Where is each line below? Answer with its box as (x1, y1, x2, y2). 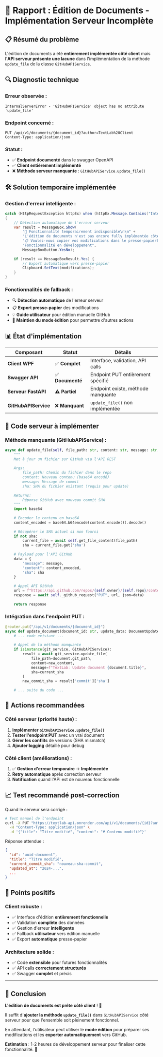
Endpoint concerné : (5, 119, 54, 126)
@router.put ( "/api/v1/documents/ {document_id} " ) (5, 624, 105, 629)
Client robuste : (5, 903, 42, 910)
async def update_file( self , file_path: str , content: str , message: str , (5, 448, 160, 452)
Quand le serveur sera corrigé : (5, 806, 68, 812)
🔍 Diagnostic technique (5, 76, 79, 84)
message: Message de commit (22, 479, 79, 485)
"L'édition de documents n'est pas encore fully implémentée (22, 234, 149, 239)
